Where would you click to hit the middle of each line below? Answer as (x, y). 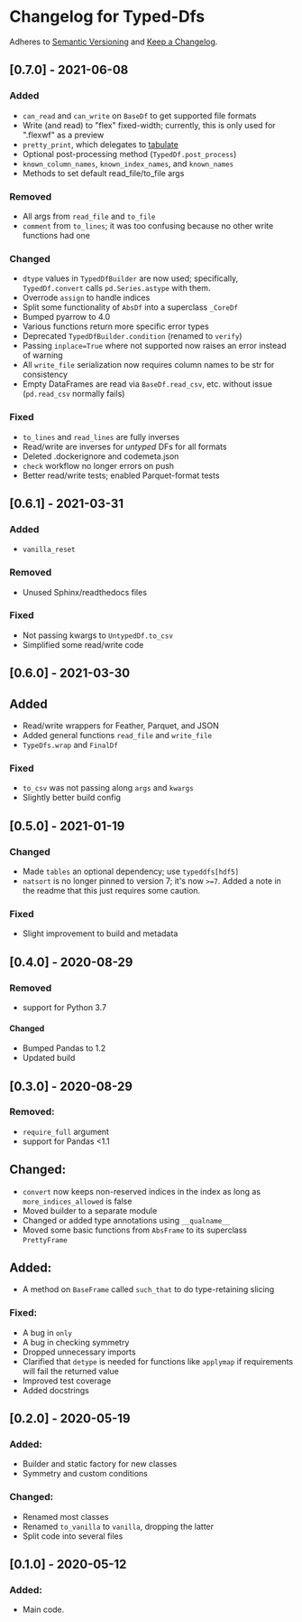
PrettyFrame (45, 1240)
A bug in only (47, 1332)
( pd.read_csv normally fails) (73, 394)
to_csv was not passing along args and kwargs (108, 788)
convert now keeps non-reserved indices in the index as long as (142, 1191)
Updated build (49, 1058)
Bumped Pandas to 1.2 (64, 1048)
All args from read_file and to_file (89, 216)
